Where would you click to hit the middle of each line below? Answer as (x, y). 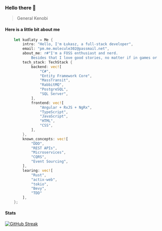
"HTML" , (47, 121)
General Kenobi (32, 18)
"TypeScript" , (54, 112)
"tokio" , (40, 184)
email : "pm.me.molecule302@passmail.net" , (66, 49)
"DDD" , (38, 143)
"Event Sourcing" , (49, 162)
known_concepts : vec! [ (45, 139)
